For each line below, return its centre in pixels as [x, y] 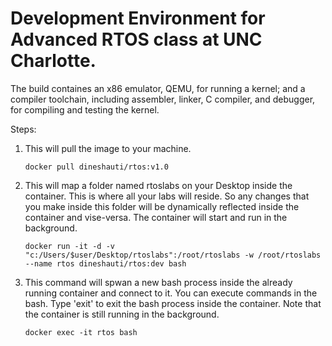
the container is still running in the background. [122, 314]
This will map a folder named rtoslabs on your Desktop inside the [158, 185]
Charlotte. [53, 61]
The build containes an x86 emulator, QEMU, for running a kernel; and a [158, 88]
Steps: [23, 129]
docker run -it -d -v [69, 246]
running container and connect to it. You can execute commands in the [171, 293]
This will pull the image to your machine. [108, 148]
